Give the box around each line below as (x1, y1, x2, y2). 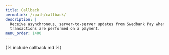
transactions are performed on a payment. (10, 26, 100, 31)
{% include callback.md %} (5, 45, 62, 50)
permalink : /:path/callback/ (5, 12, 66, 17)
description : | (5, 17, 37, 22)
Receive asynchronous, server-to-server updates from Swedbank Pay (10, 21, 154, 27)
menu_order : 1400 (5, 31, 42, 36)
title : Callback (5, 7, 39, 13)
